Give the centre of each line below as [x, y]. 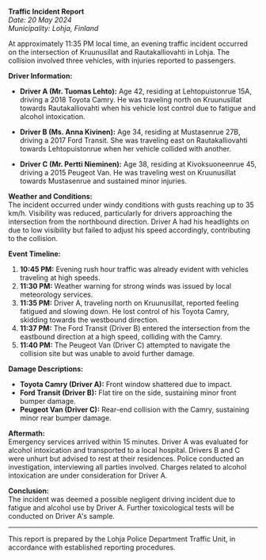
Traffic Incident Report [46, 12]
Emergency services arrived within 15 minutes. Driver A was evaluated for [128, 442]
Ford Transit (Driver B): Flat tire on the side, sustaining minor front [128, 393]
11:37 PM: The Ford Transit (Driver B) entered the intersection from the [135, 328]
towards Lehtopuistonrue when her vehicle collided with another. [125, 149]
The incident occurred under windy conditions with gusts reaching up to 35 [131, 205]
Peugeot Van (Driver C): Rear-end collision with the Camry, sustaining [134, 409]
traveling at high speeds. [60, 278]
